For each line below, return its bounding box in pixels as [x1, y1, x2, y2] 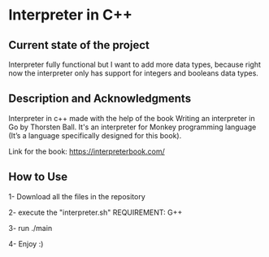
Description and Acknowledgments [8, 92, 192, 106]
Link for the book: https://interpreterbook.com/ [8, 146, 165, 156]
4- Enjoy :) [8, 238, 44, 249]
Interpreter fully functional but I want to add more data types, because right [8, 59, 262, 69]
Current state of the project [8, 38, 150, 52]
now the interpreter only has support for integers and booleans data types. [8, 68, 258, 78]
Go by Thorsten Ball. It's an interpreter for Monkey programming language [8, 122, 257, 132]
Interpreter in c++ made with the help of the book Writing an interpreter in [8, 113, 255, 123]
